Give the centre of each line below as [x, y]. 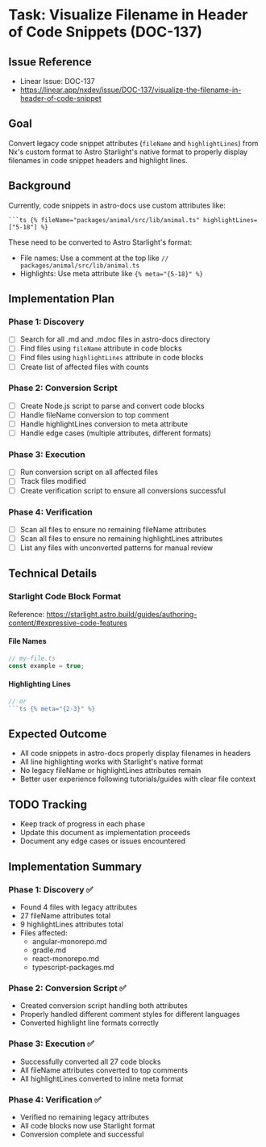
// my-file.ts [32, 658]
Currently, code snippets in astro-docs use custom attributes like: [117, 205]
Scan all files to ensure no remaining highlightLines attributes [121, 538]
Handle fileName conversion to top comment [94, 414]
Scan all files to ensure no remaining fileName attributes [113, 529]
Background [39, 186]
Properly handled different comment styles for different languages [130, 1015]
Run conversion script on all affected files [89, 472]
